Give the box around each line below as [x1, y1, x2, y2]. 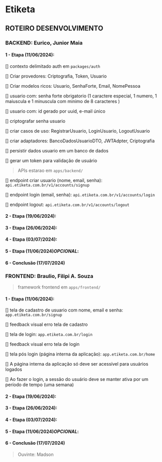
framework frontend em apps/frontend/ [17, 284, 101, 290]
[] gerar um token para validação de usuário [5, 157, 98, 164]
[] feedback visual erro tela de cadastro [5, 321, 88, 327]
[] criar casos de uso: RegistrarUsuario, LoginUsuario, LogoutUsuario [5, 127, 150, 134]
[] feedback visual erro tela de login [5, 341, 80, 347]
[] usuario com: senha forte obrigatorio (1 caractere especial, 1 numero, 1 [5, 93, 157, 99]
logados [5, 366, 22, 373]
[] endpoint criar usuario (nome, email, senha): [5, 177, 103, 183]
